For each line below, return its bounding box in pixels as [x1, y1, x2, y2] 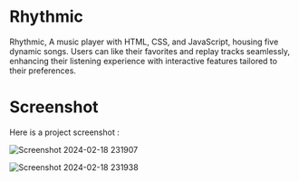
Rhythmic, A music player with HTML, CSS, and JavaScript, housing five [9, 36, 279, 47]
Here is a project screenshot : [9, 127, 120, 138]
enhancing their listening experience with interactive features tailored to [9, 55, 278, 66]
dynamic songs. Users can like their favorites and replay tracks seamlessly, [9, 45, 291, 56]
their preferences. [9, 65, 77, 76]
